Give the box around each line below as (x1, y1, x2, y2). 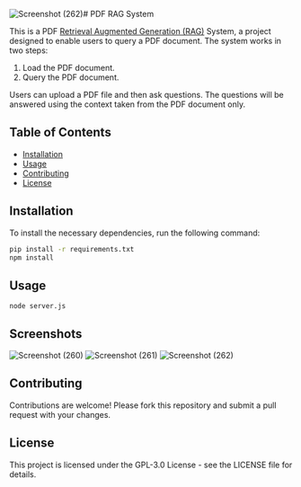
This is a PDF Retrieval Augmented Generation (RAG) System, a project (9, 26, 271, 36)
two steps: (9, 45, 49, 56)
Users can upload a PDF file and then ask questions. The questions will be (9, 90, 285, 100)
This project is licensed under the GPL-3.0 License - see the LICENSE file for (9, 459, 293, 470)
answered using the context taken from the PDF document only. (9, 99, 245, 110)
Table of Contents (9, 125, 112, 140)
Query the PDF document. (22, 72, 120, 83)
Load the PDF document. (22, 63, 115, 73)
